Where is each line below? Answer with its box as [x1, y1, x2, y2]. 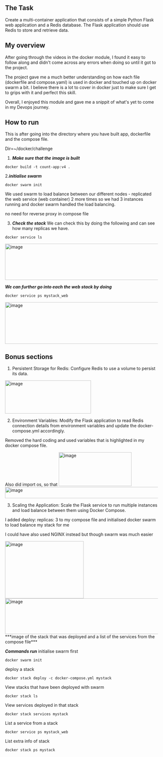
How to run [5, 118, 39, 127]
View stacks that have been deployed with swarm [5, 684, 104, 690]
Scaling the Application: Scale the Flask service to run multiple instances [12, 502, 158, 508]
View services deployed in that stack [5, 702, 79, 708]
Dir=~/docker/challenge [5, 146, 53, 151]
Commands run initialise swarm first [5, 648, 79, 654]
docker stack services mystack [5, 712, 68, 717]
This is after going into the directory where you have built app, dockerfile [5, 131, 151, 137]
